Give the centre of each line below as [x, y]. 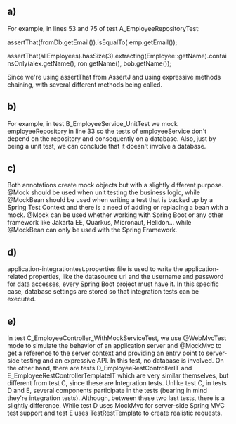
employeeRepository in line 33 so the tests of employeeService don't [107, 131]
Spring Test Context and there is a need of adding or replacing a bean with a [118, 208]
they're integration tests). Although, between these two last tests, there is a [116, 398]
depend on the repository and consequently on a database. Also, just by [112, 138]
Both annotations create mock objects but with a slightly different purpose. [116, 185]
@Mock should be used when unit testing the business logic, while [104, 192]
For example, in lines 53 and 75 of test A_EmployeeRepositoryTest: [104, 28]
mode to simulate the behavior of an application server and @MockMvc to [114, 346]
